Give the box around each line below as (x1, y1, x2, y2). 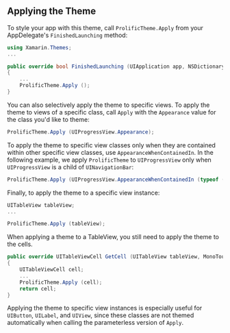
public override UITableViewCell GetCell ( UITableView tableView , (7, 254, 201, 260)
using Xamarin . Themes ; (7, 44, 72, 51)
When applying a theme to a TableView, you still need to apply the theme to (7, 233, 219, 241)
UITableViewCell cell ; (19, 267, 84, 273)
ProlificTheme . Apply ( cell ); (19, 279, 103, 286)
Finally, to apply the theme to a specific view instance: (7, 188, 160, 197)
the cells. (7, 240, 33, 249)
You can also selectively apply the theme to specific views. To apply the (7, 101, 210, 109)
